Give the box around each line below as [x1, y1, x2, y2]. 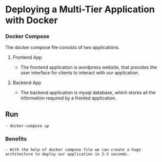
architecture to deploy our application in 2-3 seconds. [5, 151, 130, 157]
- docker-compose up [5, 124, 50, 129]
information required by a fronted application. [20, 95, 117, 101]
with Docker [5, 14, 58, 26]
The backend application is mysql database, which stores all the [20, 90, 156, 96]
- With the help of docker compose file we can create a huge [5, 147, 141, 152]
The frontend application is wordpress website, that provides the [20, 64, 157, 70]
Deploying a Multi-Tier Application [5, 4, 155, 15]
